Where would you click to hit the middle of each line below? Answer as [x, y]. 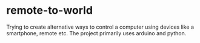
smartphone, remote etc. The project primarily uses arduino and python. [96, 33]
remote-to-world [49, 10]
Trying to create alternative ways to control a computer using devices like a [100, 27]
